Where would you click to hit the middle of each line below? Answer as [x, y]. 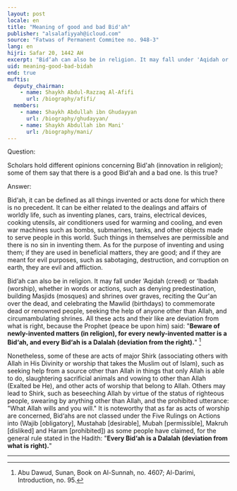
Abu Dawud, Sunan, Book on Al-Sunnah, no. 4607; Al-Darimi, [107, 473]
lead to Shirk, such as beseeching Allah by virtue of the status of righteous [116, 393]
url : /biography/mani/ [59, 132]
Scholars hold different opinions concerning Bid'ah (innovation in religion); [115, 166]
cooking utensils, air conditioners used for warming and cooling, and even [115, 223]
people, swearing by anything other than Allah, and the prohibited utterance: [118, 401]
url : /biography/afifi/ [61, 99]
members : [26, 106]
